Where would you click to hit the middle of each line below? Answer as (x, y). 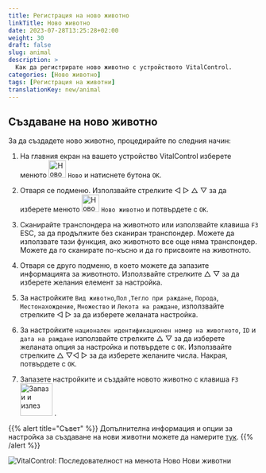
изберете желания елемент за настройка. (91, 282)
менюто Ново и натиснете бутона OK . (91, 175)
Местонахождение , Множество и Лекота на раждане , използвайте (122, 306)
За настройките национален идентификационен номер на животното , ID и (138, 330)
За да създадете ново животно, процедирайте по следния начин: (120, 141)
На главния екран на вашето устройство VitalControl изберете (125, 157)
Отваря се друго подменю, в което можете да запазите (114, 266)
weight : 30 (26, 38)
